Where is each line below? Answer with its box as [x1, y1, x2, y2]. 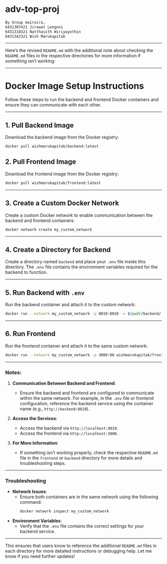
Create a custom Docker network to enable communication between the [5, 212, 153, 218]
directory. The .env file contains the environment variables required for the [5, 264, 158, 270]
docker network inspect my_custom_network [19, 509, 109, 514]
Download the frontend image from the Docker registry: [5, 171, 119, 177]
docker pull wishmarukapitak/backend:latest [5, 144, 99, 149]
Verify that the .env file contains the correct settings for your [19, 523, 144, 529]
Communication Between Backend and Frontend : [12, 380, 116, 386]
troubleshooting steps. [19, 460, 66, 466]
